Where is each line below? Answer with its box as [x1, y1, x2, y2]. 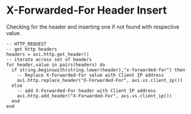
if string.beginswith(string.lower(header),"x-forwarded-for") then [11, 66, 186, 73]
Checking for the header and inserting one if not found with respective [6, 23, 180, 30]
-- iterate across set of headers [6, 56, 93, 62]
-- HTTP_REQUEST [6, 41, 47, 47]
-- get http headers [6, 46, 58, 52]
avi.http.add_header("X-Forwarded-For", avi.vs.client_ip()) [17, 93, 172, 99]
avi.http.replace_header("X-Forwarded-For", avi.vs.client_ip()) [17, 77, 183, 83]
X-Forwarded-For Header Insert [6, 4, 167, 17]
